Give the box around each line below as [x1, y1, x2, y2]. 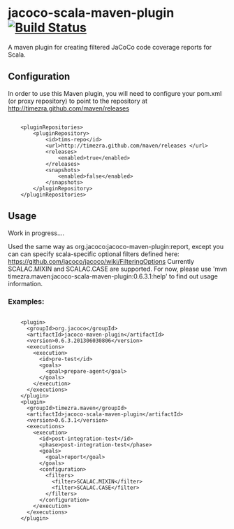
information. [8, 279, 43, 288]
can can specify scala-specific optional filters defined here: [8, 250, 180, 258]
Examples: [8, 297, 45, 306]
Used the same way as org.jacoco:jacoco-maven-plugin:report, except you [8, 242, 224, 251]
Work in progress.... [8, 229, 65, 237]
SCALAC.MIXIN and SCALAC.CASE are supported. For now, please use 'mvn [8, 264, 228, 273]
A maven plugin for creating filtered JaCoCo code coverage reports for [8, 43, 212, 51]
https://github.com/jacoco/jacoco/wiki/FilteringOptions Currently [8, 257, 195, 265]
